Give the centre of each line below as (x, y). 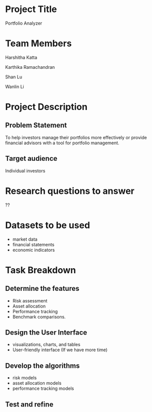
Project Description (46, 107)
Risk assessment (30, 300)
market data (25, 239)
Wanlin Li (15, 86)
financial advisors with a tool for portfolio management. (62, 143)
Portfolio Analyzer (24, 23)
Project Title (31, 9)
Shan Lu (14, 77)
